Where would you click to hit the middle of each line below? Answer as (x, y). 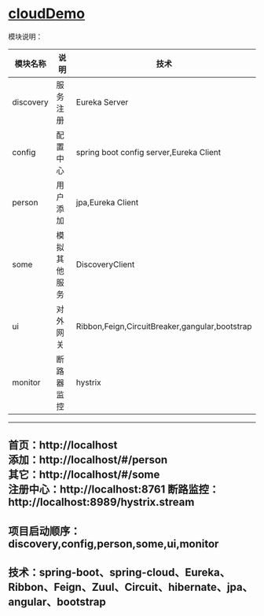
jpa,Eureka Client (107, 202)
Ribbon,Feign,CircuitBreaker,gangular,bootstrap (164, 326)
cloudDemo (46, 14)
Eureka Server (102, 101)
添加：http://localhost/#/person (88, 460)
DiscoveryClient (105, 264)
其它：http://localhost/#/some (84, 475)
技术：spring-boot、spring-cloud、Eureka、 (119, 572)
